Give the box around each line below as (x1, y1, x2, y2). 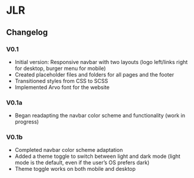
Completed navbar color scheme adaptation (14, 147, 123, 154)
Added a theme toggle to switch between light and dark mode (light (14, 152, 180, 160)
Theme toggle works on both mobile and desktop (14, 166, 136, 173)
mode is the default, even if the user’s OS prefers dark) (14, 159, 150, 166)
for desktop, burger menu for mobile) (14, 65, 106, 72)
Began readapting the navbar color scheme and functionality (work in (14, 112, 186, 119)
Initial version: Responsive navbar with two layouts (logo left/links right (14, 58, 188, 65)
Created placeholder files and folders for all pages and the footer (14, 71, 174, 78)
